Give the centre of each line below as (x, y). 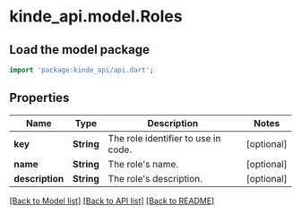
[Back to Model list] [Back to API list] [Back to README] (112, 201)
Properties (39, 98)
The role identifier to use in (164, 138)
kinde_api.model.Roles (96, 17)
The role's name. (143, 164)
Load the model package (80, 50)
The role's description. (155, 178)
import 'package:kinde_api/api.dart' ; (82, 70)
